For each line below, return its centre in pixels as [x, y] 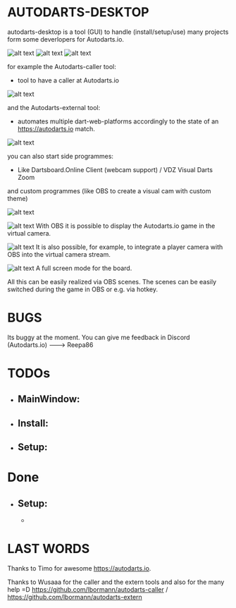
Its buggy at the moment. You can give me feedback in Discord [99, 337]
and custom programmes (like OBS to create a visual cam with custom [109, 190]
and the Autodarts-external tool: [54, 107]
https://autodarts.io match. [56, 128]
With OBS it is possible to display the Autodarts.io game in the [125, 226]
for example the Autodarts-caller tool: [62, 66]
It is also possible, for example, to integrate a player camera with [129, 247]
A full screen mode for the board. [84, 268]
